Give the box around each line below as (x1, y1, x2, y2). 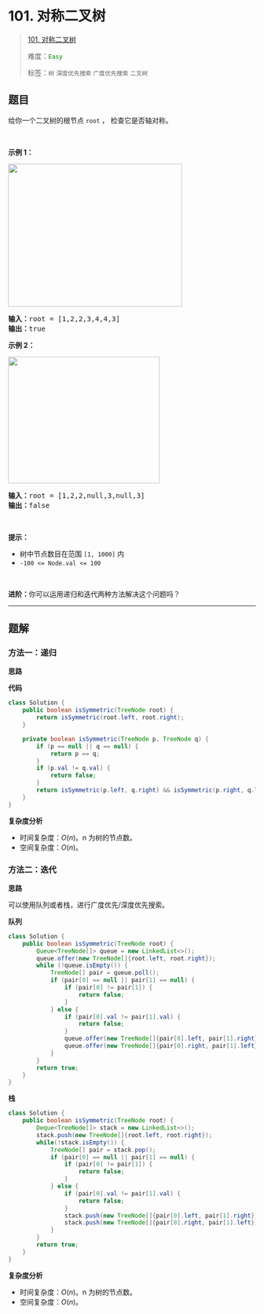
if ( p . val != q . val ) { (36, 764, 111, 772)
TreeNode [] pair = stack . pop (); (49, 1146, 156, 1154)
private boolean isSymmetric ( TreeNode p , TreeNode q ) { (22, 735, 210, 743)
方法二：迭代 (8, 864, 57, 875)
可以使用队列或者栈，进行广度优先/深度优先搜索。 (8, 900, 170, 910)
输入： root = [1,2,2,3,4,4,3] (8, 314, 120, 323)
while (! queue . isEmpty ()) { (36, 961, 128, 970)
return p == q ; (49, 749, 101, 758)
